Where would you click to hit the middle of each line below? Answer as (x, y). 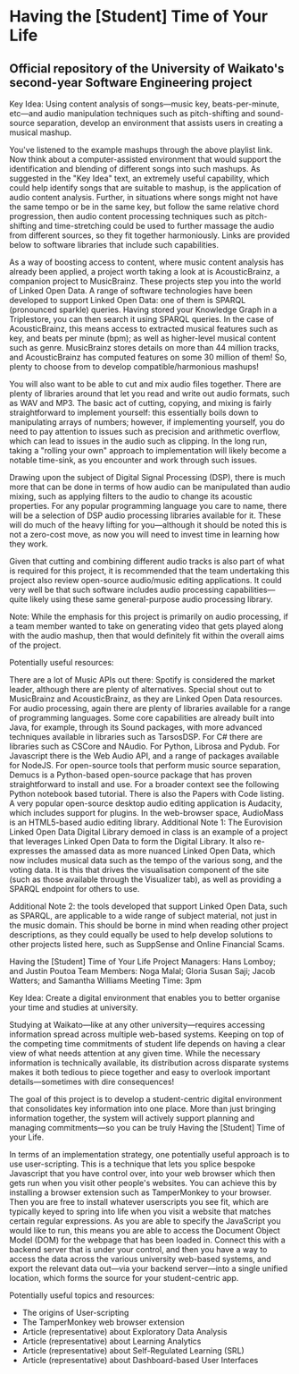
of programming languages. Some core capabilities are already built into (142, 718)
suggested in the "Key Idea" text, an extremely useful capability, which (139, 178)
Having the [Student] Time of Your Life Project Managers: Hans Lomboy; (143, 962)
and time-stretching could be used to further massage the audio (157, 226)
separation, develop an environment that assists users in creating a (160, 123)
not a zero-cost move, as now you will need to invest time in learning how (145, 534)
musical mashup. (41, 132)
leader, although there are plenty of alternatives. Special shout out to (136, 689)
